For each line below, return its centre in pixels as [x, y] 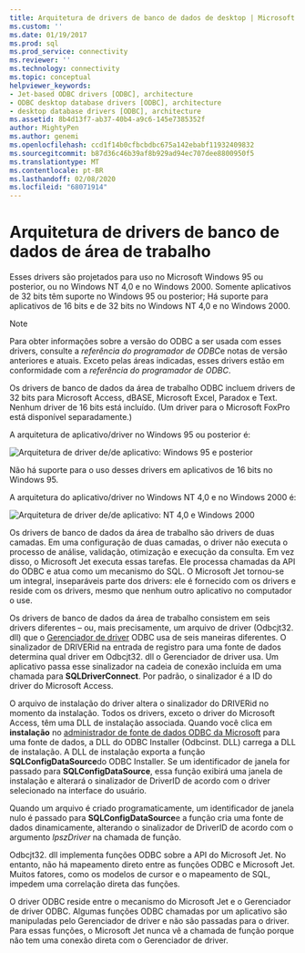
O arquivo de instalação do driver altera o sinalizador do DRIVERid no [139, 703]
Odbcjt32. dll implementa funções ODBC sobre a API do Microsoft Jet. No [148, 855]
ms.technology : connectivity [65, 69]
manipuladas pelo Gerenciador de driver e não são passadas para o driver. [149, 921]
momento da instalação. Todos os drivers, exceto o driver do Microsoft [142, 713]
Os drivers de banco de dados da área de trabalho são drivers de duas [142, 533]
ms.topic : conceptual [51, 77]
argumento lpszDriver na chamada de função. [96, 837]
